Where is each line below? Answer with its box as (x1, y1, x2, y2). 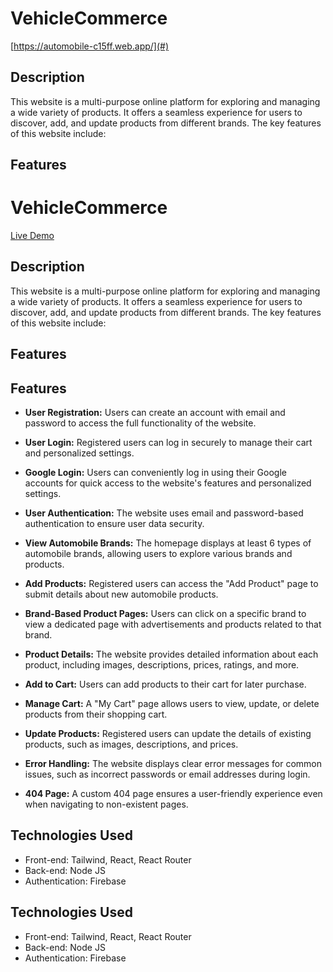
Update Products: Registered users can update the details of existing (24, 728, 312, 740)
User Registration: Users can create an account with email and (24, 407, 286, 419)
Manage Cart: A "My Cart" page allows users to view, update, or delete (24, 698, 320, 710)
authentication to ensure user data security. (24, 518, 205, 530)
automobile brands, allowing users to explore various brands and (24, 548, 293, 560)
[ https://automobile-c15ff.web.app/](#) (10, 40, 170, 52)
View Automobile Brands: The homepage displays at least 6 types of (24, 537, 312, 549)
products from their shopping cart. (24, 708, 168, 721)
